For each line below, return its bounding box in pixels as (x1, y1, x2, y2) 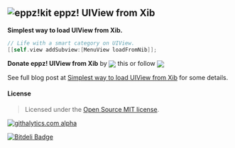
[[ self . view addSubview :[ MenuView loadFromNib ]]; (7, 46, 158, 53)
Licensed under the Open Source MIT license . (24, 105, 160, 113)
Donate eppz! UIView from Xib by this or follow (7, 59, 156, 67)
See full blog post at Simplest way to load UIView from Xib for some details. (7, 73, 229, 81)
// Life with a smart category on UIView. (7, 40, 135, 47)
